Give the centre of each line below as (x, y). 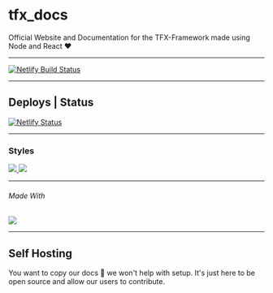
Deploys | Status (51, 103)
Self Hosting (41, 253)
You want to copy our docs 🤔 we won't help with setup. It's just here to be (132, 273)
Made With (27, 196)
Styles (22, 150)
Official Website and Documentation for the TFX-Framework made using (129, 37)
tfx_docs (39, 15)
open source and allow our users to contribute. (87, 282)
